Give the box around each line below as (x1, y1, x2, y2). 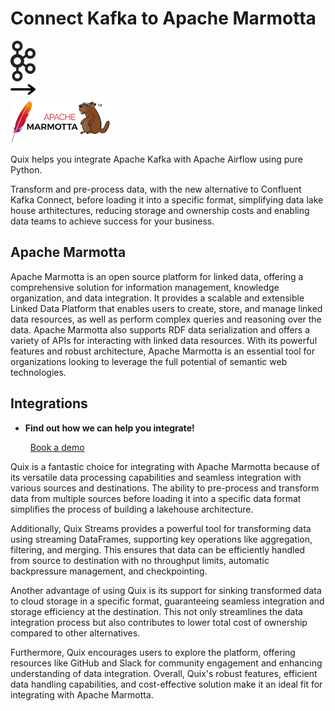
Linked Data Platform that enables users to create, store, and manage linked (10, 302, 323, 314)
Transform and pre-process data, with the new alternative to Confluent (10, 183, 302, 195)
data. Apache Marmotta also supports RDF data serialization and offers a (10, 323, 311, 336)
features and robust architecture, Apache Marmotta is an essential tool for (10, 345, 315, 357)
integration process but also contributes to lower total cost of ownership (10, 616, 308, 628)
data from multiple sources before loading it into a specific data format (10, 492, 302, 504)
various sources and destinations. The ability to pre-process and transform (10, 482, 320, 494)
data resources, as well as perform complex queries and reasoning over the (10, 313, 322, 325)
